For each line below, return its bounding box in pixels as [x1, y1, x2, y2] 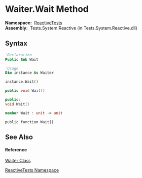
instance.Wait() [5, 79, 38, 84]
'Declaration [5, 52, 32, 57]
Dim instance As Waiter [5, 71, 54, 75]
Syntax [5, 39, 28, 48]
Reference [5, 146, 27, 152]
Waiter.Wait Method [5, 3, 89, 15]
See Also [5, 133, 33, 142]
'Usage [5, 66, 19, 71]
